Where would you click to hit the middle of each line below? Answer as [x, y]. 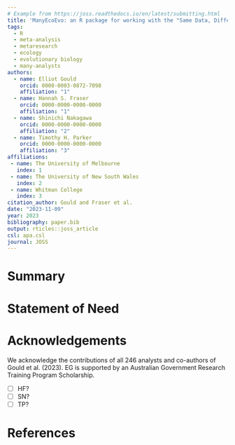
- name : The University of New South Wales [74, 177]
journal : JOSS [28, 242]
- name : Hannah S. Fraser [51, 99]
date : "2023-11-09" [36, 210]
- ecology [28, 53]
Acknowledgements [67, 340]
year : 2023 [23, 216]
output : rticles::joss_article [53, 228]
